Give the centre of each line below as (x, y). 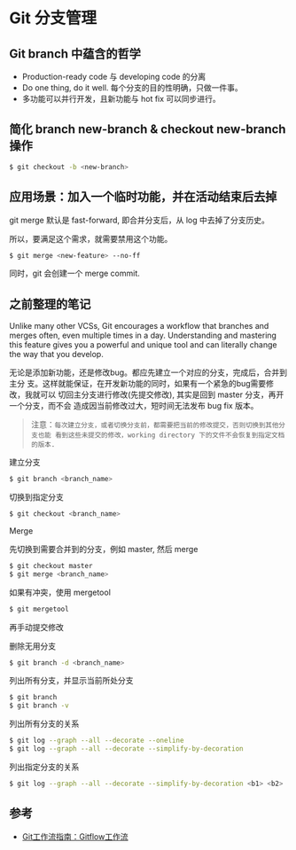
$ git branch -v (39, 706)
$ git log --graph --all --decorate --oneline (97, 741)
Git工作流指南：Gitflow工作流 (75, 836)
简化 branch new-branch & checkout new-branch (148, 129)
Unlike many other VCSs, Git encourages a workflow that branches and (139, 326)
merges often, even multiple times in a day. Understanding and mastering (143, 335)
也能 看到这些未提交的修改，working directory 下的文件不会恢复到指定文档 (161, 435)
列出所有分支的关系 (44, 724)
